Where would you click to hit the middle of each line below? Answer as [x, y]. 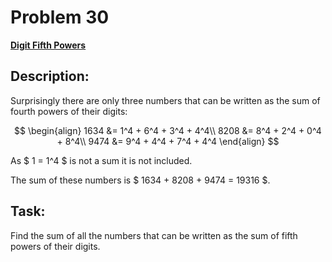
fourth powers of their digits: [69, 111]
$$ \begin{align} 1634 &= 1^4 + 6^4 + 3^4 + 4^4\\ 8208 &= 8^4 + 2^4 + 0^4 [168, 130]
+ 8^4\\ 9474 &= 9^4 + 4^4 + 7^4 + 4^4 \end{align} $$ [168, 141]
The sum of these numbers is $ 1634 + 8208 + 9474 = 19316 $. [140, 180]
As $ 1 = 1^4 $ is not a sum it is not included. [101, 160]
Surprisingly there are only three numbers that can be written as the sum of [165, 100]
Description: [50, 76]
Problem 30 [60, 17]
